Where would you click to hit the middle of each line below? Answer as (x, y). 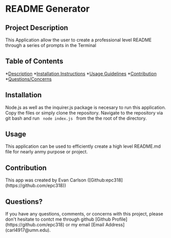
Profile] (120, 219)
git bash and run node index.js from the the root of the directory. (76, 118)
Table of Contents (34, 61)
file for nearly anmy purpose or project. (47, 152)
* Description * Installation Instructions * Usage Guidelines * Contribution (81, 73)
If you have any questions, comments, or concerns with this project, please (84, 214)
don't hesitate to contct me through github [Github (58, 219)
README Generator (47, 9)
